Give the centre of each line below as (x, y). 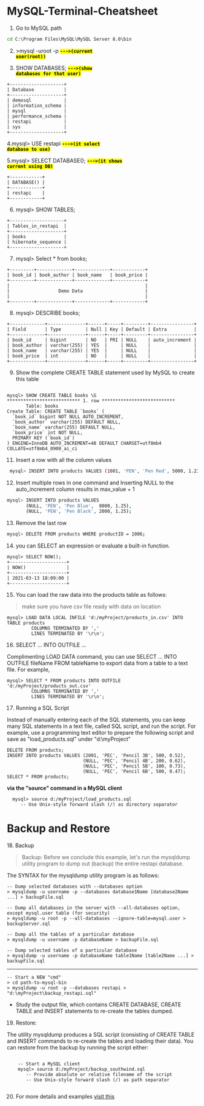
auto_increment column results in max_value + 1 (75, 489)
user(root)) (31, 57)
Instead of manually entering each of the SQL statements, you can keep (96, 720)
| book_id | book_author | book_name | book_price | (77, 275)
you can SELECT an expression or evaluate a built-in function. (93, 546)
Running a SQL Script (42, 708)
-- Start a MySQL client (49, 1064)
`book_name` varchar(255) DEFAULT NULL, (64, 427)
